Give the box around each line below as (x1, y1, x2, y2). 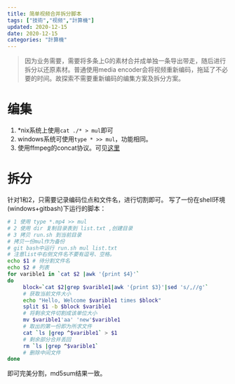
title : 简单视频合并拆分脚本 (7, 10, 82, 18)
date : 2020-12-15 (7, 30, 58, 37)
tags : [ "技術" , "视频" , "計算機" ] (7, 17, 95, 24)
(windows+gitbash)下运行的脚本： (7, 205, 107, 212)
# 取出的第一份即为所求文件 (22, 323, 93, 330)
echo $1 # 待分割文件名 (7, 257, 70, 264)
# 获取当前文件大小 (22, 290, 72, 297)
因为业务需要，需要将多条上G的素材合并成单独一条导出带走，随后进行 (24, 57, 227, 65)
